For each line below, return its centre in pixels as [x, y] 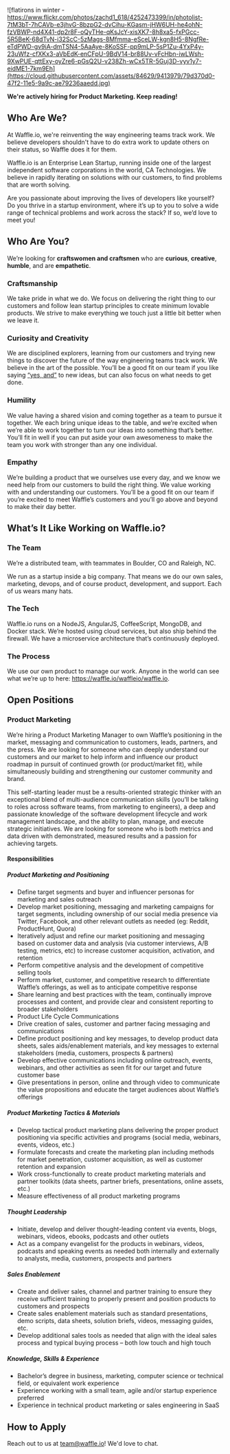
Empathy [22, 462]
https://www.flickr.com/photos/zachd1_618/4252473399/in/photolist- [105, 17]
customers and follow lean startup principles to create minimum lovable [108, 305]
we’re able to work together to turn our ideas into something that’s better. [111, 430]
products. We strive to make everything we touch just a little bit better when [114, 313]
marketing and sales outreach [59, 900]
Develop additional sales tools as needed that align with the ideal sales [117, 1336]
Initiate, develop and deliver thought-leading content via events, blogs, [117, 1229]
